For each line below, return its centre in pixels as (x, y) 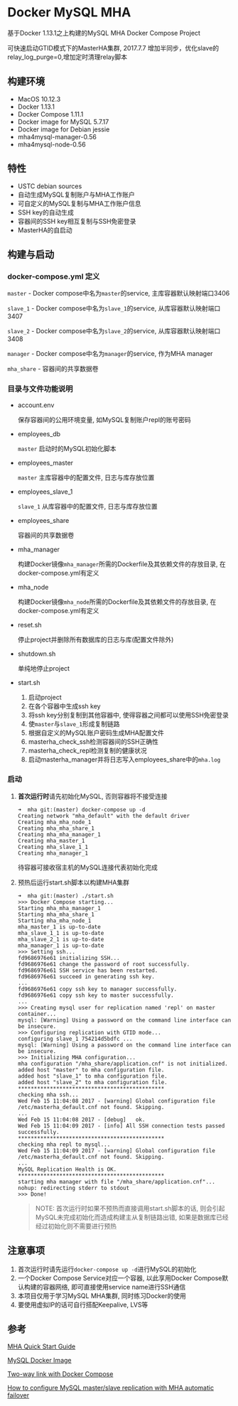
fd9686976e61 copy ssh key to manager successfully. (97, 989)
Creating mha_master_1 (51, 840)
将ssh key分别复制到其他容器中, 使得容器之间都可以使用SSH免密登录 (129, 715)
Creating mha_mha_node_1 (54, 822)
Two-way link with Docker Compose (60, 1374)
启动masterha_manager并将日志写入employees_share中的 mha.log (124, 759)
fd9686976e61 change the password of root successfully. (104, 964)
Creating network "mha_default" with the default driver (104, 816)
